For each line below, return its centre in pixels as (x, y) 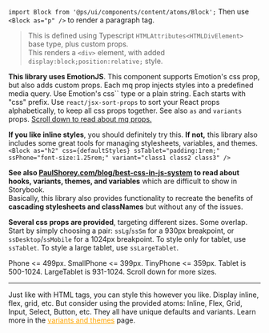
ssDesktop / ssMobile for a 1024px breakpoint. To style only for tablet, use (127, 239)
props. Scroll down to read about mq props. (80, 119)
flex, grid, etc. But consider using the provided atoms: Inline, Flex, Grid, (125, 303)
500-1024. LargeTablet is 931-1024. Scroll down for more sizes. (112, 272)
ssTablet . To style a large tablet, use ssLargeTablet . (94, 248)
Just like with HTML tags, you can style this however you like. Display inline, (134, 295)
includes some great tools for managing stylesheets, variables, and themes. (133, 143)
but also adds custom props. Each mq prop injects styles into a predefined (131, 85)
